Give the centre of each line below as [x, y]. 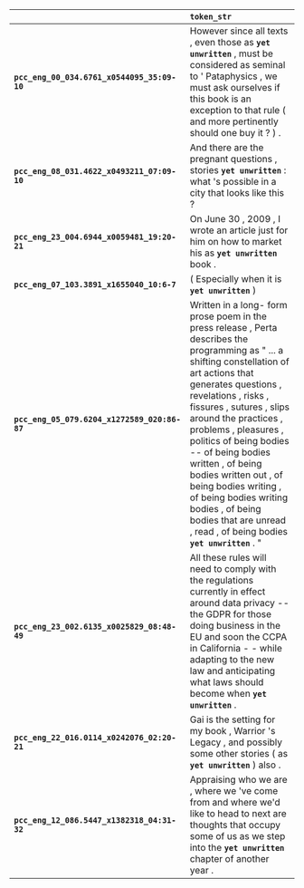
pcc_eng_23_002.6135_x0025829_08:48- [95, 627]
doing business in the [235, 626]
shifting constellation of [239, 362]
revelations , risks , [229, 396]
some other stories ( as [238, 753]
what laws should [227, 682]
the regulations [222, 580]
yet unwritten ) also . [235, 765]
